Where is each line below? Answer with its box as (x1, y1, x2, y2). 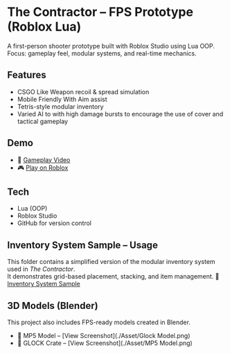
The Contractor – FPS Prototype (7, 4, 194, 20)
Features (7, 69, 46, 81)
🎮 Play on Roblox (17, 163, 69, 172)
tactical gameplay (17, 117, 68, 125)
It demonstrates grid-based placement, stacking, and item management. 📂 (7, 272, 220, 281)
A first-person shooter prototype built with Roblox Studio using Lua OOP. (7, 42, 215, 50)
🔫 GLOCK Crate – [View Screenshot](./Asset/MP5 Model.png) (17, 339, 193, 347)
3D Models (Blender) (7, 299, 98, 312)
